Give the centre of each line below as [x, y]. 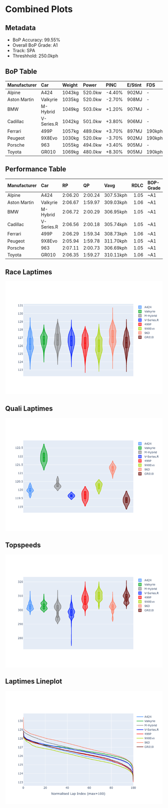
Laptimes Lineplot [34, 681]
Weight [70, 85]
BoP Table [21, 72]
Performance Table [36, 169]
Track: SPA [24, 50]
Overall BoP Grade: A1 [35, 45]
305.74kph [116, 224]
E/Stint [134, 85]
